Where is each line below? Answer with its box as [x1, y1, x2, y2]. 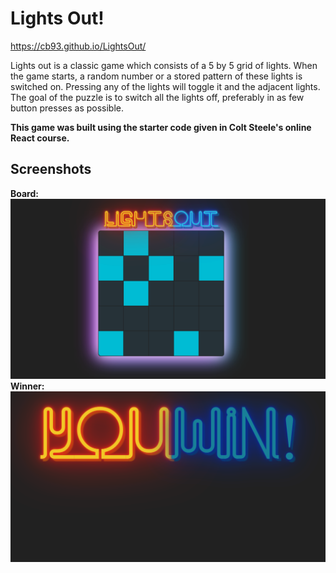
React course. [10, 132, 70, 144]
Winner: [10, 380, 45, 392]
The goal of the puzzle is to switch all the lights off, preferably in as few [10, 91, 305, 103]
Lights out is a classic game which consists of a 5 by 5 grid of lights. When [10, 59, 318, 71]
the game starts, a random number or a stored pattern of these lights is [10, 70, 303, 82]
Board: [10, 187, 39, 199]
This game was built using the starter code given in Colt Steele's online [10, 121, 312, 133]
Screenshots [10, 161, 92, 178]
